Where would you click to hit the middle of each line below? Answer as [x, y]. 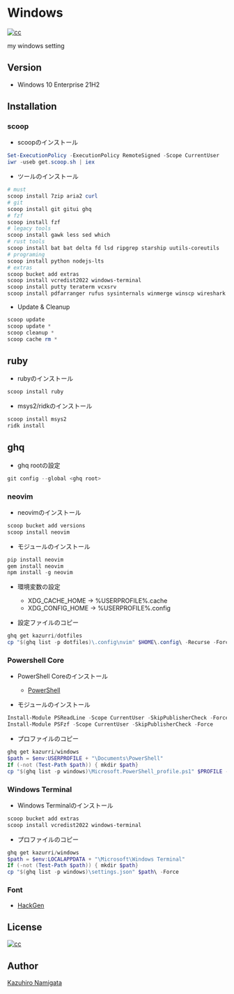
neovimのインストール [49, 512]
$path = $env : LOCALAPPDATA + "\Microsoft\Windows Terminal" [96, 859]
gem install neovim [36, 566]
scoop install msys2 [37, 419]
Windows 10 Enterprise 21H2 [58, 85]
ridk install [26, 426]
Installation [32, 107]
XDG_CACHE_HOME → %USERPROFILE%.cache [97, 601]
